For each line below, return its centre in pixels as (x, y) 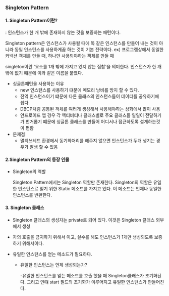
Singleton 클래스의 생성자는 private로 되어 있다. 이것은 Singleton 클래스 (83, 220)
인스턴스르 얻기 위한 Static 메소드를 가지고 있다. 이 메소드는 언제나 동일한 (90, 189)
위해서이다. (33, 243)
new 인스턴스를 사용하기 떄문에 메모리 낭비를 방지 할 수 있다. (79, 90)
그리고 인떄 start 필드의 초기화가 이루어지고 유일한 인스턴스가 (87, 282)
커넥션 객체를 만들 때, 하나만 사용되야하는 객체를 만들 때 (60, 56)
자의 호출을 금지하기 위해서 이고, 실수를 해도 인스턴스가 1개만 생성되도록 (83, 237)
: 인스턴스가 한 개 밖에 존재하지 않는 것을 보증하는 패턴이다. (63, 32)
